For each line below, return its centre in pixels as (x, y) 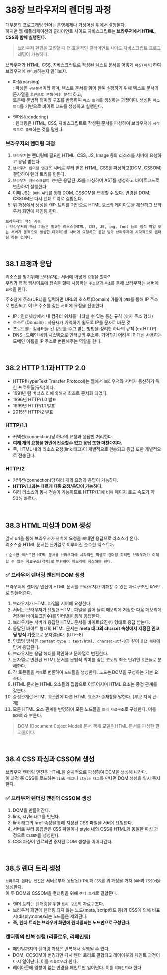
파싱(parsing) (26, 81)
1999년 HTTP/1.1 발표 (34, 405)
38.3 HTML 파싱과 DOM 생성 (48, 525)
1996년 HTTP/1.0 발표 (34, 399)
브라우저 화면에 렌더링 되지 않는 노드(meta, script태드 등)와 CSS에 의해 (82, 910)
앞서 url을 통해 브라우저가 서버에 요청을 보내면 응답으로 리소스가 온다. (72, 538)
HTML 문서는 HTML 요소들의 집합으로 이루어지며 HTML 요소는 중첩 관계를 (85, 684)
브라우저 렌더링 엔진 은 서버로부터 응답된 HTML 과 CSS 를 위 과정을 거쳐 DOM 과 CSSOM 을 (83, 881)
